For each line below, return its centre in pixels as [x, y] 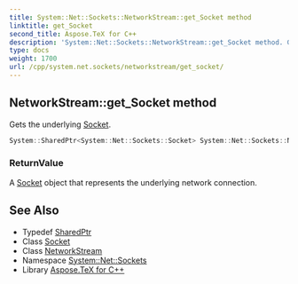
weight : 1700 [33, 59]
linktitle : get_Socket [51, 26]
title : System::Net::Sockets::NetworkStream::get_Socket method [130, 17]
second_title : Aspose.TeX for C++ [73, 34]
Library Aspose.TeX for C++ [73, 269]
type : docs [29, 51]
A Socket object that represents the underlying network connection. [133, 182]
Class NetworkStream [62, 250]
